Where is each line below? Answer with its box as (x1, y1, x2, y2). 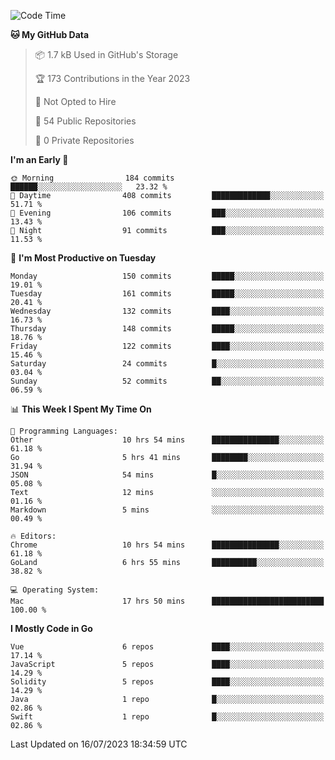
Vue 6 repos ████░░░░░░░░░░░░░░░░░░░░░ (10, 642, 325, 652)
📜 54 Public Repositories (34, 115, 137, 127)
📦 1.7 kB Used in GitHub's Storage (34, 49, 179, 60)
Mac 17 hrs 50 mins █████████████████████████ (10, 596, 325, 606)
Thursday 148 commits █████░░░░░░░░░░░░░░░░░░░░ (10, 324, 325, 334)
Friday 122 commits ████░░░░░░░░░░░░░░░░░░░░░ (10, 341, 325, 351)
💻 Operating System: (10, 585, 100, 595)
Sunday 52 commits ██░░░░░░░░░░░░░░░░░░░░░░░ (10, 376, 325, 386)
